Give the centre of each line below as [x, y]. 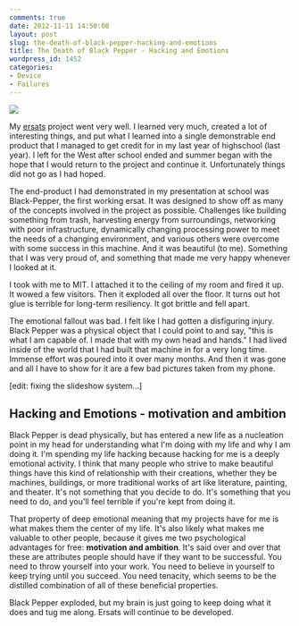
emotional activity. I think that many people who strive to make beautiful [141, 464]
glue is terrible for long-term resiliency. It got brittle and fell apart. [129, 303]
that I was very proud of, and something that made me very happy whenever [150, 258]
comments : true [37, 17]
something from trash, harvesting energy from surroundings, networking [143, 219]
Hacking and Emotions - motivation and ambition [148, 414]
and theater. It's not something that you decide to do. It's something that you [150, 492]
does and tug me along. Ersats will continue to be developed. [121, 613]
